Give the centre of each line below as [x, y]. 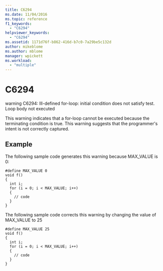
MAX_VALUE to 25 [24, 220]
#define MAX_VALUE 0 [26, 171]
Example [19, 144]
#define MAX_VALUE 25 [27, 229]
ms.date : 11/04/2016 [26, 14]
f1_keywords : [19, 24]
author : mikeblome [24, 47]
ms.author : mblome [24, 51]
